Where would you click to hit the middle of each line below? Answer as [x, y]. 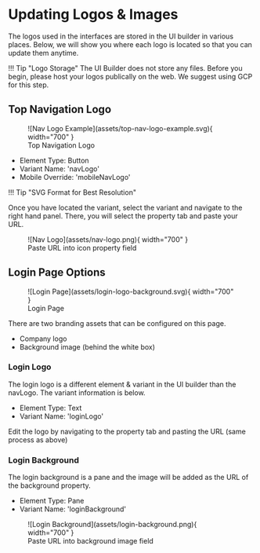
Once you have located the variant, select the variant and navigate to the [125, 207]
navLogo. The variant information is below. [77, 392]
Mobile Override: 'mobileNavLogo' [75, 177]
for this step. [29, 85]
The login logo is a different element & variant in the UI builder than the [122, 384]
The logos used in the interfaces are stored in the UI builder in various [121, 36]
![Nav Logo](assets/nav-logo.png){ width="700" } [108, 239]
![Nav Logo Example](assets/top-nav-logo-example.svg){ [120, 128]
